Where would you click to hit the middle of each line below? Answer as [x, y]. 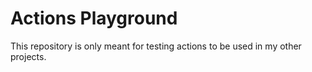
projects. [28, 56]
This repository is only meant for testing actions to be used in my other [156, 46]
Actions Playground [94, 18]
